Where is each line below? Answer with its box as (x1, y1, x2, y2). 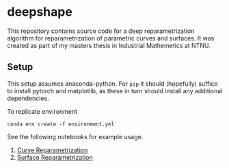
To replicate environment (7, 107, 77, 115)
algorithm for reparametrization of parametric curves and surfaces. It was (7, 34, 215, 42)
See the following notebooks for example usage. (7, 132, 144, 141)
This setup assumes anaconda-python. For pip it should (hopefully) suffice (7, 80, 218, 88)
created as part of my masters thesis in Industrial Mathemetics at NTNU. (7, 41, 211, 49)
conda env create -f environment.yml (7, 121, 115, 128)
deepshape (7, 4, 73, 20)
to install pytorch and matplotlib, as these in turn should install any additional (7, 86, 223, 95)
